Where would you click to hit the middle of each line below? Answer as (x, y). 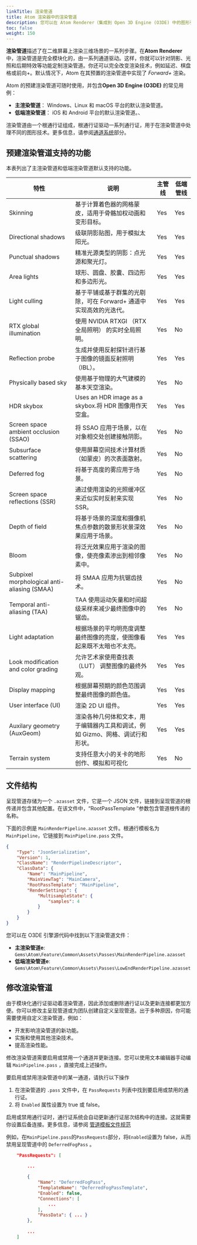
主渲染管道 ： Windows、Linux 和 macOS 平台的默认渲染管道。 (90, 105)
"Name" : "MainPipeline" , (57, 874)
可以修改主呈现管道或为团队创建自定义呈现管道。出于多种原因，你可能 (106, 1010)
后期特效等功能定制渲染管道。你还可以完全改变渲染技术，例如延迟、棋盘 (103, 66)
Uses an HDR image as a (109, 397)
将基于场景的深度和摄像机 (111, 518)
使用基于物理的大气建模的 (111, 378)
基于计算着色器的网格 (105, 204)
